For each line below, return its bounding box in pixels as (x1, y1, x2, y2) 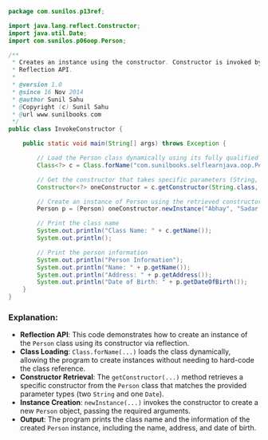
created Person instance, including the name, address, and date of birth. (19, 423, 257, 433)
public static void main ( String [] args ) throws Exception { (22, 139, 227, 147)
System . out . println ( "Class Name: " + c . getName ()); (37, 227, 213, 235)
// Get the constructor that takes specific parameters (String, (37, 175, 259, 183)
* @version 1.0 (11, 81, 62, 88)
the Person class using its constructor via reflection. (19, 339, 190, 348)
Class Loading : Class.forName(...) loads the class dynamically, (19, 347, 231, 356)
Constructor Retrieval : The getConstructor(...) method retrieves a (19, 372, 243, 382)
